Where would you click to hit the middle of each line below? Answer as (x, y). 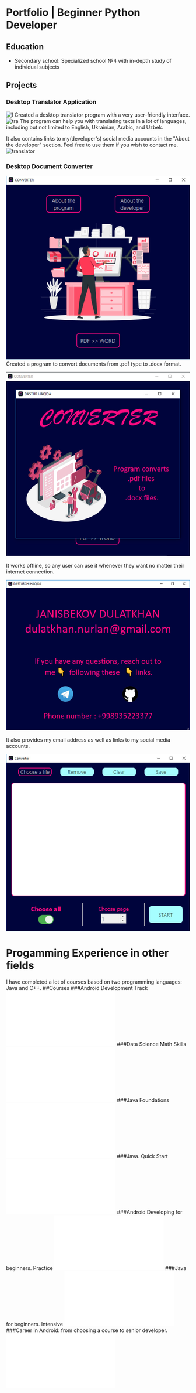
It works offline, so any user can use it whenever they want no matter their (95, 565)
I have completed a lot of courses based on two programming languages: (94, 982)
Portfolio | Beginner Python (73, 13)
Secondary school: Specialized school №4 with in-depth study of (93, 61)
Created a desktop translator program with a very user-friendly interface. (102, 115)
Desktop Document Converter (50, 166)
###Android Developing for (149, 1212)
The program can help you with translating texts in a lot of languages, (103, 121)
